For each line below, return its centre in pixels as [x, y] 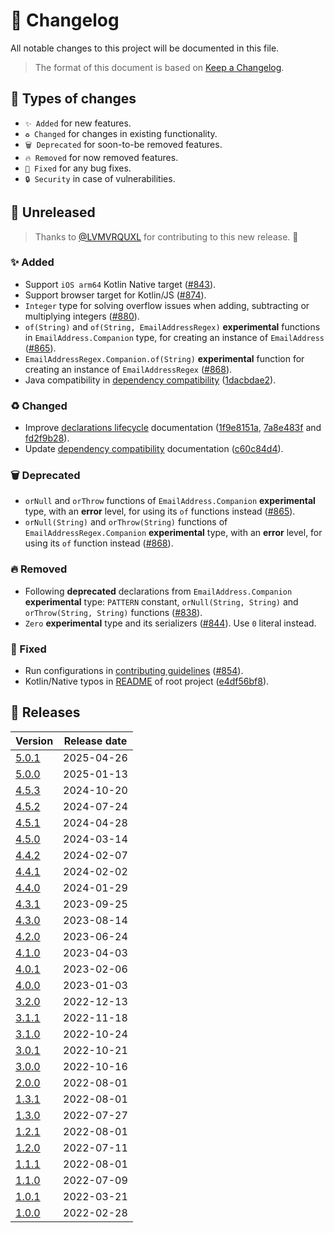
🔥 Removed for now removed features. [101, 157]
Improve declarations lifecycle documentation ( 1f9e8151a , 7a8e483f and [173, 428]
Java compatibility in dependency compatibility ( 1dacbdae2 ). [150, 380]
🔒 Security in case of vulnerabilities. [100, 178]
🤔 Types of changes [73, 99]
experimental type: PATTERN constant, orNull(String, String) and [161, 601]
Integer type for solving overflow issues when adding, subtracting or [167, 305]
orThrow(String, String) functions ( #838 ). [113, 612]
